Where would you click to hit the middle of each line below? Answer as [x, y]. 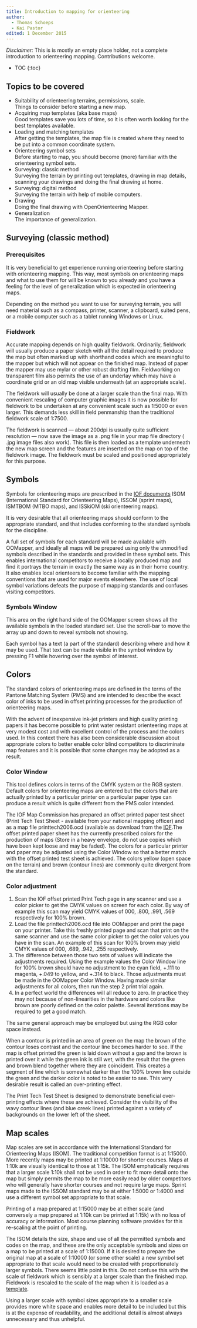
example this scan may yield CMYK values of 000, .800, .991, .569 [94, 912]
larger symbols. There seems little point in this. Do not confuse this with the [97, 1270]
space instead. [24, 1029]
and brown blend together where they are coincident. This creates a [88, 1065]
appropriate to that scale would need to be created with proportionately [92, 1264]
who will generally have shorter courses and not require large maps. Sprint [96, 1185]
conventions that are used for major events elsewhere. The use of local [92, 579]
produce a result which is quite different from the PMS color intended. [90, 804]
